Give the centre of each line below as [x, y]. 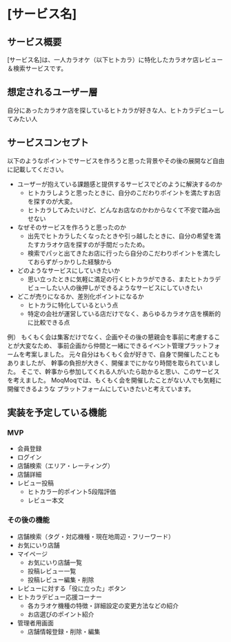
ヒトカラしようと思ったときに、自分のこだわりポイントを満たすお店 [124, 192]
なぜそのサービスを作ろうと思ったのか [71, 227]
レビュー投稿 [35, 483]
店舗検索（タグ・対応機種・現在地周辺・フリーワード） [96, 536]
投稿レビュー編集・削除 [61, 579]
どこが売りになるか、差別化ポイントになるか [81, 296]
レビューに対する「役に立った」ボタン [71, 588]
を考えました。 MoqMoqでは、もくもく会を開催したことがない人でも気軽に [114, 380]
